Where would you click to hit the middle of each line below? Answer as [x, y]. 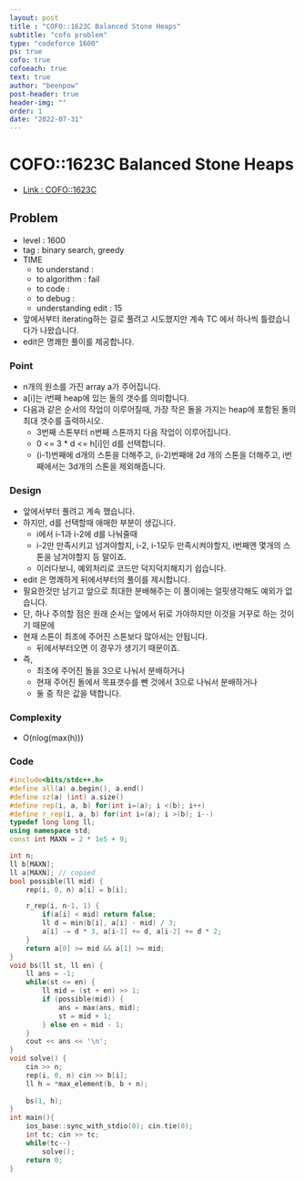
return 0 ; [45, 1160]
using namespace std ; [51, 831]
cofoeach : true [38, 69]
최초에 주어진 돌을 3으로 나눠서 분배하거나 [110, 671]
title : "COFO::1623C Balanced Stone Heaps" [95, 26]
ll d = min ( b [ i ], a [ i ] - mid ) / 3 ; [110, 923]
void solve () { [38, 1059]
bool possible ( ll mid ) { [56, 881]
